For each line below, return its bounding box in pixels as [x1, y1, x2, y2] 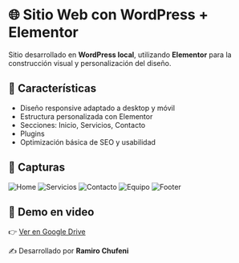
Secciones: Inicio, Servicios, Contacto [19, 120, 146, 129]
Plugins [19, 129, 46, 138]
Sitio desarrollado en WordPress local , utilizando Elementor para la [8, 50, 232, 60]
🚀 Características [8, 82, 97, 96]
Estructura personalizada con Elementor [19, 111, 153, 121]
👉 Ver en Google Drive [8, 227, 86, 236]
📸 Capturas [8, 161, 66, 175]
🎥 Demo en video [8, 205, 95, 219]
